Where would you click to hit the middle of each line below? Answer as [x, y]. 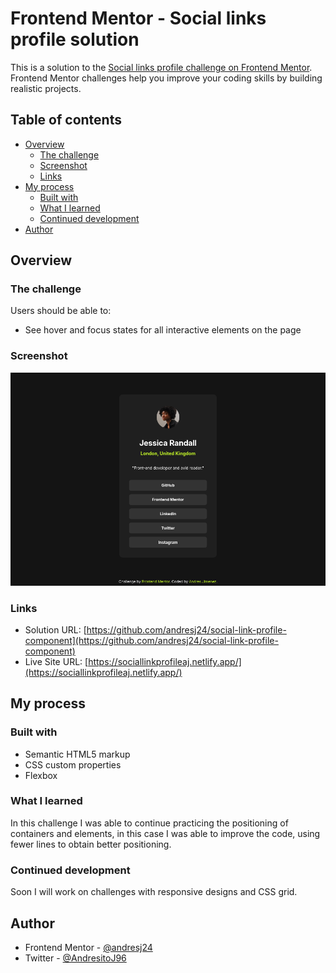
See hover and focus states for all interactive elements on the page [163, 330]
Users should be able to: [61, 311]
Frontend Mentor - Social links [138, 18]
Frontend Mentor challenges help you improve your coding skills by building [166, 78]
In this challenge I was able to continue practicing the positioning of [149, 823]
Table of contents [66, 120]
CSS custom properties [73, 764]
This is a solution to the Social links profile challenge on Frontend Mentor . [161, 67]
